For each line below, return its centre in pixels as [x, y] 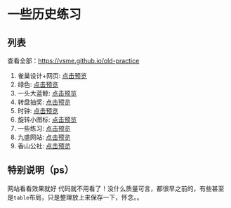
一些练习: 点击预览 [44, 128]
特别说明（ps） [40, 170]
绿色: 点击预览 [38, 84]
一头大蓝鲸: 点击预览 [47, 93]
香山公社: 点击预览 [44, 146]
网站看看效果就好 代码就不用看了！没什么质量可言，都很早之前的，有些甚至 [116, 188]
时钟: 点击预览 [38, 111]
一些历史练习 [45, 14]
